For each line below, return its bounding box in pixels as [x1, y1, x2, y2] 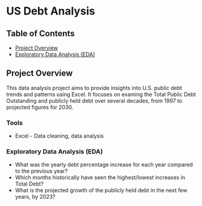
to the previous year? [14, 167, 68, 175]
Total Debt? [14, 180, 44, 188]
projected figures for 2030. [6, 103, 74, 111]
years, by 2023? [14, 193, 55, 201]
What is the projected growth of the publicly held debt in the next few [14, 187, 188, 194]
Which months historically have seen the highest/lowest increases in [14, 174, 186, 181]
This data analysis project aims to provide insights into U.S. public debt [6, 84, 183, 91]
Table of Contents [6, 28, 75, 39]
